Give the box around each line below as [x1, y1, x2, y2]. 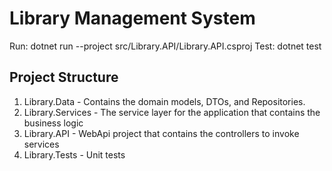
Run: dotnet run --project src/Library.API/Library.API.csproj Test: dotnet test [9, 40, 322, 52]
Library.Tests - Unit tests [23, 148, 126, 161]
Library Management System [9, 7, 256, 30]
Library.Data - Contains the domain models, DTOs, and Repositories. [23, 95, 306, 107]
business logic [23, 117, 84, 129]
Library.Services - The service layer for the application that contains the [23, 106, 321, 118]
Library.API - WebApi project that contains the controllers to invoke [23, 127, 300, 139]
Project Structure [9, 69, 119, 86]
